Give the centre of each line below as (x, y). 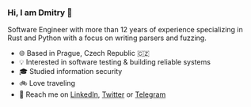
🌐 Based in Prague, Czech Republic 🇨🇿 (84, 53)
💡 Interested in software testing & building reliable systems (115, 62)
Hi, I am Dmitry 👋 (40, 13)
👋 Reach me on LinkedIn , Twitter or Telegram (92, 94)
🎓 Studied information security (70, 72)
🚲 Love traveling (47, 83)
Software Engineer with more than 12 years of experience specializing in (125, 30)
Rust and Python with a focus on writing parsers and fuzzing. (107, 38)
